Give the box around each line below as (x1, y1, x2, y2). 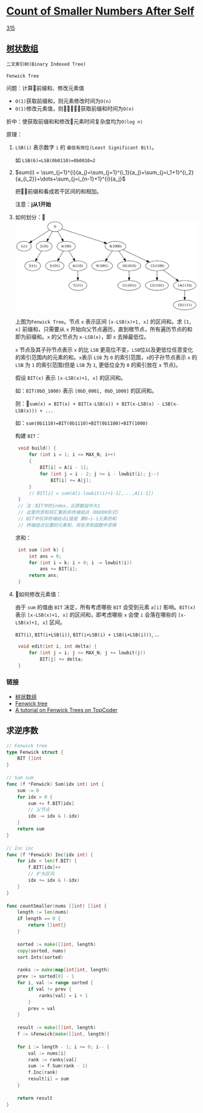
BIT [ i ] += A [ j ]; (50, 477, 92, 484)
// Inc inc (6, 845, 34, 851)
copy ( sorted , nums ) (17, 948, 67, 954)
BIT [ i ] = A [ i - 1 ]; (39, 465, 89, 471)
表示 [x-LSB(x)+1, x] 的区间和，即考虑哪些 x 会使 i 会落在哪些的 (15, 611, 177, 618)
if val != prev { (28, 986, 72, 992)
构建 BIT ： (15, 433, 41, 440)
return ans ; (28, 572, 59, 578)
